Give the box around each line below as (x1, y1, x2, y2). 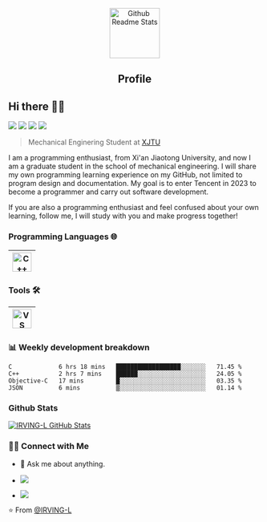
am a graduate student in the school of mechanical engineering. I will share (8, 161, 257, 172)
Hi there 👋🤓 (8, 99, 66, 113)
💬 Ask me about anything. (19, 459, 106, 468)
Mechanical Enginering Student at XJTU (27, 137, 161, 148)
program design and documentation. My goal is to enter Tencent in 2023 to (8, 179, 257, 188)
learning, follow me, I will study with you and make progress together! (8, 211, 238, 221)
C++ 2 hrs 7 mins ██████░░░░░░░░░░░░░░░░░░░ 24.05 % (8, 370, 242, 378)
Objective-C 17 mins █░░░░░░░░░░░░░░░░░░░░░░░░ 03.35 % (8, 377, 242, 385)
